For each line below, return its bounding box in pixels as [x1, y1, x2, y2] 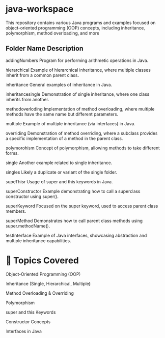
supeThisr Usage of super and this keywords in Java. [5, 178, 113, 185]
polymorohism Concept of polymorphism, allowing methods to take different [5, 145, 160, 151]
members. [5, 208, 27, 214]
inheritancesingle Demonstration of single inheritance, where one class [5, 91, 150, 97]
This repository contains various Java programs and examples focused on [5, 20, 156, 26]
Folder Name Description [5, 44, 84, 53]
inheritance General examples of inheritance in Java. [5, 82, 112, 87]
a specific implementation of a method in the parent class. [5, 135, 123, 141]
